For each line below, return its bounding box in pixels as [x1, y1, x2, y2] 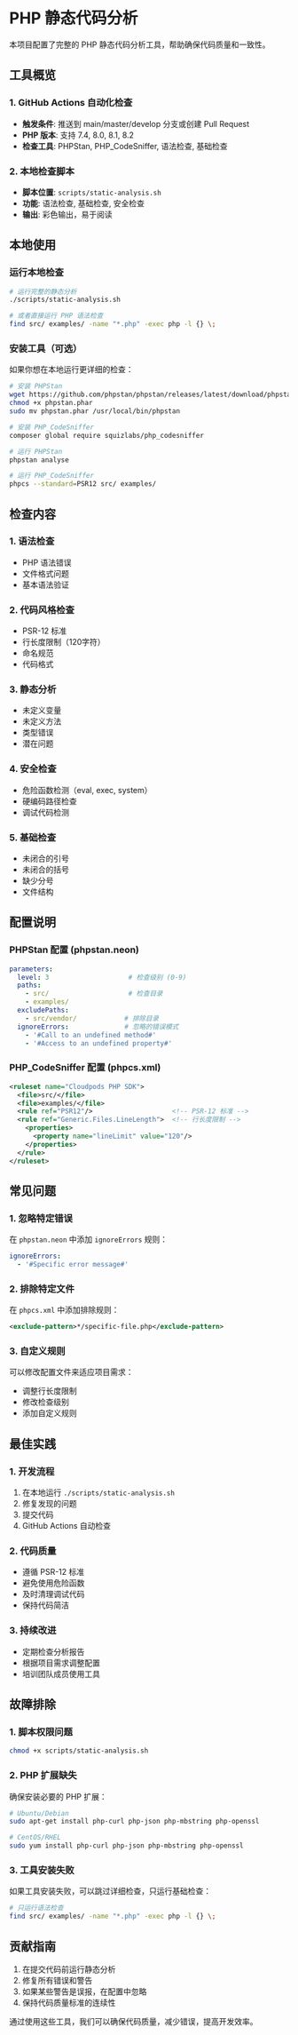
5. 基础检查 [9, 831, 57, 844]
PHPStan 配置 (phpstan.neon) [9, 943, 140, 956]
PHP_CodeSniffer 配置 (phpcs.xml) [9, 1061, 161, 1074]
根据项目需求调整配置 [21, 1657, 100, 1668]
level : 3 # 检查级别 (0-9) [17, 973, 187, 982]
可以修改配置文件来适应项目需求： [9, 1367, 134, 1378]
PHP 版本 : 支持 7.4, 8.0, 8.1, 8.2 [21, 130, 135, 140]
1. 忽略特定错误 [9, 1212, 74, 1224]
